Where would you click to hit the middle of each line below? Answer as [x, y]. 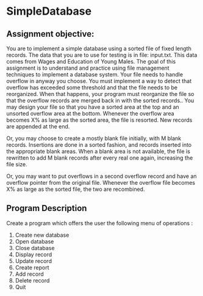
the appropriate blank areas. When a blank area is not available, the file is [98, 151]
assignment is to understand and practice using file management [88, 68]
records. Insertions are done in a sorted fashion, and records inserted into [99, 145]
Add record [29, 274]
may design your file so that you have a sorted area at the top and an [93, 107]
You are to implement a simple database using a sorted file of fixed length [99, 48]
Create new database [42, 235]
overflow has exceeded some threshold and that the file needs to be [92, 87]
